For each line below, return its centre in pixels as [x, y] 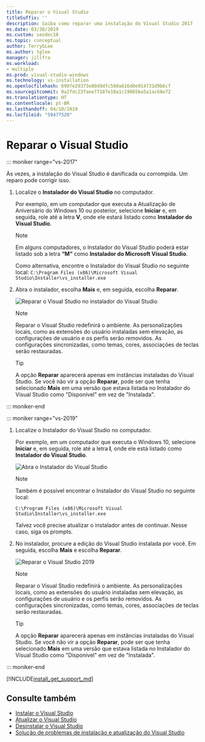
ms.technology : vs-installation [47, 80]
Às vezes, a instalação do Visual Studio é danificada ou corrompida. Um [97, 174]
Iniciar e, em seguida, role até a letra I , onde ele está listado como [99, 449]
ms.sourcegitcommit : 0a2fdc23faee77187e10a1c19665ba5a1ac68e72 [89, 92]
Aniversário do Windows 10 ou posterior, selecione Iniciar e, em [96, 211]
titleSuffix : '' [27, 18]
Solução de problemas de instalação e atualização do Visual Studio [100, 733]
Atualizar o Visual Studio [46, 720]
